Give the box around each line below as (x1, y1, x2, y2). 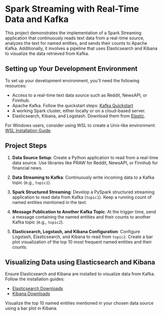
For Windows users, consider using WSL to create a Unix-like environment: (5, 122, 156, 128)
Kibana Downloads (12, 291, 50, 297)
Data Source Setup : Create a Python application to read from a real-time (12, 154, 159, 160)
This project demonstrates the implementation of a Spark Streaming (5, 30, 142, 36)
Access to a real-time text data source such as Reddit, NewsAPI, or (12, 92, 147, 98)
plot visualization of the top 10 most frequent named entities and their (12, 239, 152, 244)
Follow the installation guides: (5, 276, 65, 282)
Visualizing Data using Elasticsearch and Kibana (5, 258, 155, 266)
